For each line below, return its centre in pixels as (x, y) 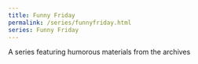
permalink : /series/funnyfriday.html (70, 23)
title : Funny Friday (42, 15)
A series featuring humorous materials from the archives (99, 52)
